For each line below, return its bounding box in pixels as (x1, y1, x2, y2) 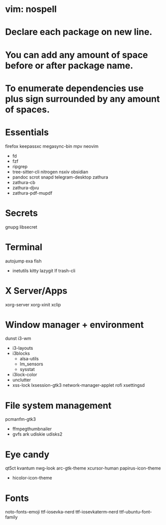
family (5, 514, 18, 520)
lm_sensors (19, 361, 43, 367)
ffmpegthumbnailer (12, 426, 52, 432)
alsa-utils (19, 356, 39, 362)
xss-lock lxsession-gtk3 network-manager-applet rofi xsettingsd (12, 382, 145, 388)
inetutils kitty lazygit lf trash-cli (12, 267, 76, 273)
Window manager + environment (5, 319, 144, 330)
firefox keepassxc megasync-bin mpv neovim (5, 143, 98, 149)
